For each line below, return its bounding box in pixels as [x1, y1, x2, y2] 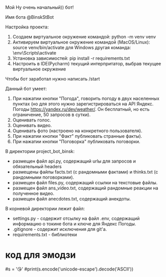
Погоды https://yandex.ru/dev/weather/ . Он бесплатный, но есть [12, 106, 150, 112]
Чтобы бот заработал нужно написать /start [5, 76, 100, 82]
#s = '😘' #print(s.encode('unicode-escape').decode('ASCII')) [5, 266, 134, 272]
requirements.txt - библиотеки [12, 231, 77, 238]
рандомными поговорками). [12, 174, 74, 180]
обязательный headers [12, 164, 62, 169]
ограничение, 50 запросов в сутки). [12, 111, 91, 117]
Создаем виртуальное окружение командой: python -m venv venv [12, 34, 156, 39]
